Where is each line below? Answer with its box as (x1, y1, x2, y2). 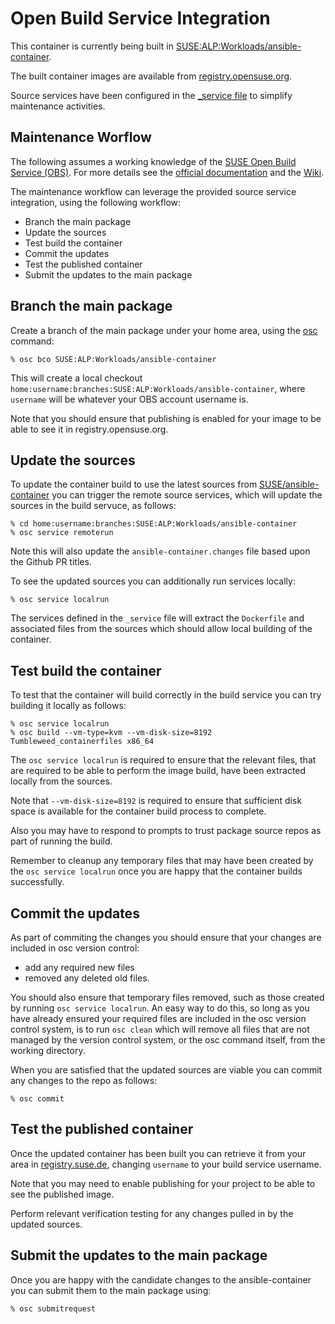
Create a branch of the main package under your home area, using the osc (10, 324, 318, 336)
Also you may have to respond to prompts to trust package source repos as (10, 825, 322, 837)
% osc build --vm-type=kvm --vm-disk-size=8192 (10, 728, 213, 738)
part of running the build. (10, 835, 113, 847)
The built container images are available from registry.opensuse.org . (10, 70, 293, 82)
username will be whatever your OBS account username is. (10, 393, 249, 405)
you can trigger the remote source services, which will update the (51, 489, 323, 501)
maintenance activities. (10, 100, 106, 112)
